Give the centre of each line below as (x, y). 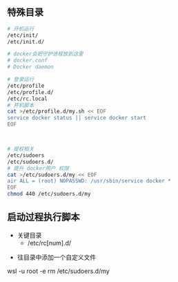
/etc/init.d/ (26, 41)
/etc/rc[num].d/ (49, 243)
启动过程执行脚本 (43, 217)
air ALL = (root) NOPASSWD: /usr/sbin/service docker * (89, 181)
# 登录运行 (21, 79)
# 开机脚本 (21, 105)
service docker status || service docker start (77, 118)
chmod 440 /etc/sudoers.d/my (49, 194)
